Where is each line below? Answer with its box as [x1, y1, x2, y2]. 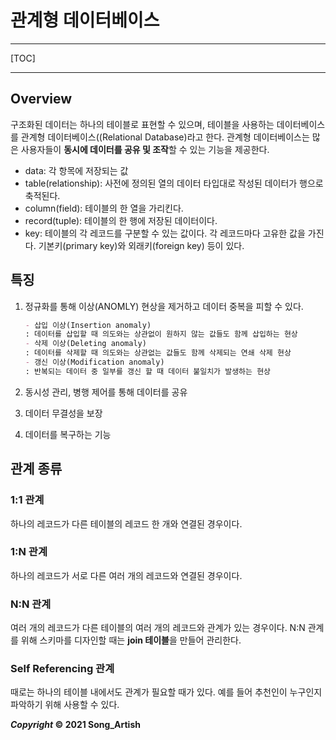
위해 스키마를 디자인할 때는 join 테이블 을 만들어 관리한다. [20, 634, 242, 646]
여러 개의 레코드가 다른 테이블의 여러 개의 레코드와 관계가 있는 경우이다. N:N [10, 622, 306, 634]
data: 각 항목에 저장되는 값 [24, 164, 129, 176]
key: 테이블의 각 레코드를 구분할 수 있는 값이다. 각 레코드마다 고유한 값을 [24, 227, 306, 239]
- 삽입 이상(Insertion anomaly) [24, 320, 152, 330]
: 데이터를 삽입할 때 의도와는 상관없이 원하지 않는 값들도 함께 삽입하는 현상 [24, 329, 298, 340]
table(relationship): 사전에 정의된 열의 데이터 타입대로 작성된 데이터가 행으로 [24, 177, 324, 189]
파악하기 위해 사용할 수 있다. [10, 699, 120, 711]
